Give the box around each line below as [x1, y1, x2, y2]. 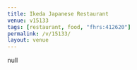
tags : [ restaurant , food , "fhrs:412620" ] [7, 23, 131, 30]
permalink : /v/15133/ [7, 30, 71, 37]
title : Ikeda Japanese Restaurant [7, 10, 109, 18]
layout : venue [7, 37, 49, 44]
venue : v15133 [7, 17, 49, 24]
